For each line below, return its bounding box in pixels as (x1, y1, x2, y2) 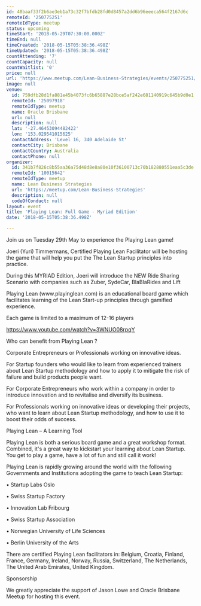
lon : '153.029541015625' (11, 131, 74, 138)
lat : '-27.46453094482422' (11, 126, 79, 132)
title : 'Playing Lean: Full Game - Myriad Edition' (6, 209, 138, 215)
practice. (6, 261, 28, 267)
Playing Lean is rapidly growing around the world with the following (6, 463, 172, 470)
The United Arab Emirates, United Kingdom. (6, 564, 114, 570)
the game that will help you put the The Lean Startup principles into (6, 254, 172, 261)
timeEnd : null (6, 36, 42, 42)
